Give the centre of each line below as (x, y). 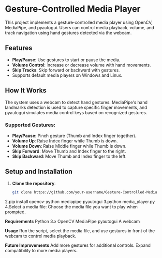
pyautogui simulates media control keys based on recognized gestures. (76, 112)
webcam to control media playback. (41, 236)
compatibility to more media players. (41, 250)
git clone (22, 192)
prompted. (15, 212)
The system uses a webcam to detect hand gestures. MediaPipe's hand (76, 102)
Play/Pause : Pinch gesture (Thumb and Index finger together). (74, 136)
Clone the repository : (34, 183)
